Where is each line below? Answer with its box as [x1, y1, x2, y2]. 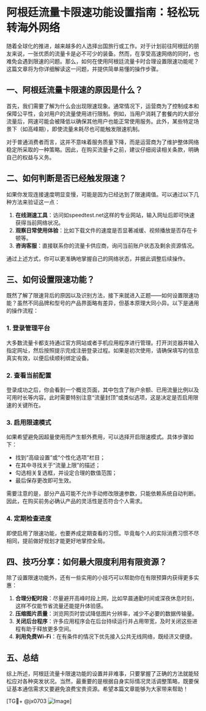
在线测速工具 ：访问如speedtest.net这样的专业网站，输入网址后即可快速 [15, 211, 195, 218]
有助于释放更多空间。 [20, 625, 75, 633]
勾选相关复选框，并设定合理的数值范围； [15, 469, 117, 477]
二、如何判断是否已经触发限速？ [6, 173, 127, 184]
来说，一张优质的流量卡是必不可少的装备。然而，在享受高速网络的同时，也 [11, 50, 199, 57]
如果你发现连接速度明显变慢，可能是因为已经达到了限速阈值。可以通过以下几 [6, 190, 199, 198]
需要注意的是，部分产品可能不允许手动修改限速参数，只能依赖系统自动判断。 [6, 490, 199, 497]
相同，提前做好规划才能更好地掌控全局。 [6, 537, 108, 545]
